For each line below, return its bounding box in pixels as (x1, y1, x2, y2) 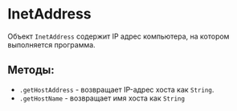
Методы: (7, 64, 55, 77)
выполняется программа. (7, 39, 96, 49)
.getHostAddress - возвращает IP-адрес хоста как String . (18, 84, 215, 94)
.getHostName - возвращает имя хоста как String (18, 93, 186, 103)
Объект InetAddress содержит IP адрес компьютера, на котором (7, 31, 230, 41)
